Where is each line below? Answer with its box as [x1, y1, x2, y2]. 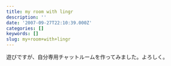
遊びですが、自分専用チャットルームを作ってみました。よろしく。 [6, 54, 169, 60]
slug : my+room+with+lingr [6, 36, 71, 42]
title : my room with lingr [6, 8, 74, 15]
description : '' [6, 14, 47, 20]
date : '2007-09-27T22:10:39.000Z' [6, 20, 93, 26]
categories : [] [6, 25, 44, 32]
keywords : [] [6, 31, 39, 37]
